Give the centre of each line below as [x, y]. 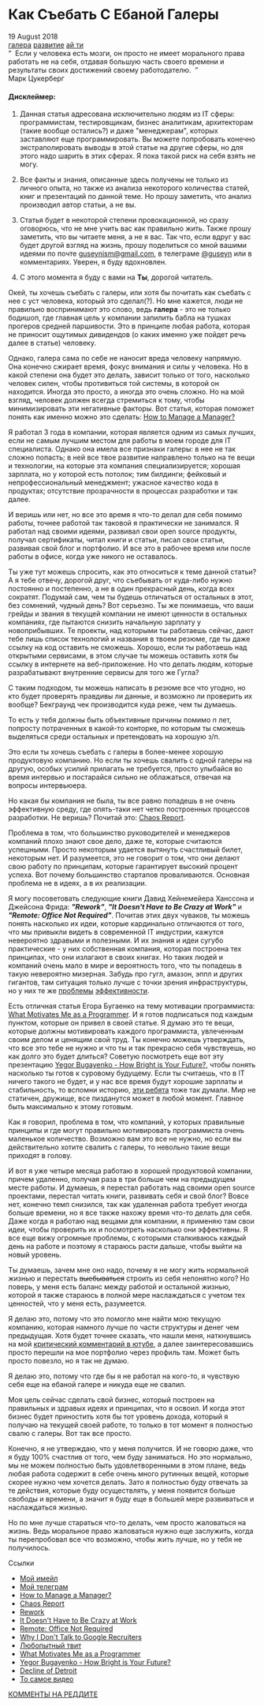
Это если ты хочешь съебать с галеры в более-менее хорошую [116, 752]
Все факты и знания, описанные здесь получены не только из [124, 180]
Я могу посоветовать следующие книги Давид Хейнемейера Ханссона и [131, 898]
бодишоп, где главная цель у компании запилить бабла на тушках [120, 318]
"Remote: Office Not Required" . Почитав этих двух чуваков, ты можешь [129, 915]
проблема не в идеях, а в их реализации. [78, 883]
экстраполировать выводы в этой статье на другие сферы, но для [131, 148]
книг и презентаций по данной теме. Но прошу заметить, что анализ [136, 197]
